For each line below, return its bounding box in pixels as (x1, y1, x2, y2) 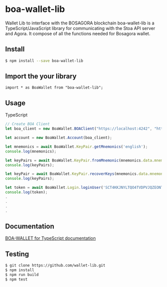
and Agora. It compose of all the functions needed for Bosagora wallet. (5, 30, 151, 36)
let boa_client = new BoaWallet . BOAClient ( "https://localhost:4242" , (5, 126, 153, 132)
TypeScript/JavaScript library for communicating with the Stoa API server (5, 25, 156, 31)
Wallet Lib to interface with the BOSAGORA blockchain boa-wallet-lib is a (5, 20, 155, 26)
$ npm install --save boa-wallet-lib (5, 58, 83, 63)
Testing (5, 250, 29, 258)
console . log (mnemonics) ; (5, 148, 57, 154)
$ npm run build (5, 272, 39, 277)
